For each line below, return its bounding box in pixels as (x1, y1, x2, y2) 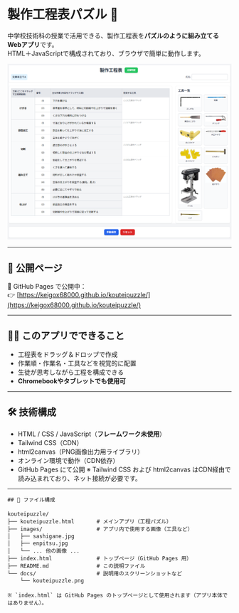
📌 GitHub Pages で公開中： (7, 282, 87, 290)
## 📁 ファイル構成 (7, 496, 55, 503)
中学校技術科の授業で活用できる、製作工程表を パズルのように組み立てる (7, 31, 219, 40)
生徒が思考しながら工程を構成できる (17, 368, 124, 376)
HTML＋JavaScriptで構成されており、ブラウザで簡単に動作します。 (7, 49, 205, 58)
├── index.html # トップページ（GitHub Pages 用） (7, 555, 192, 562)
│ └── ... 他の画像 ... (7, 547, 80, 555)
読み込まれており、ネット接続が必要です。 (17, 474, 142, 482)
